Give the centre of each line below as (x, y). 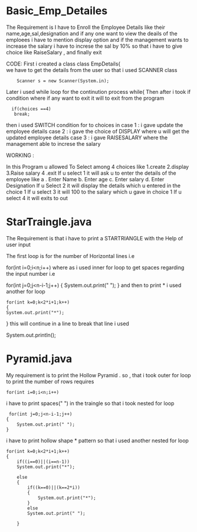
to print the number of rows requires (50, 381)
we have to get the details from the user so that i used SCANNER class (92, 70)
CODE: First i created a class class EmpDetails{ (63, 64)
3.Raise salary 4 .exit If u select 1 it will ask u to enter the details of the (91, 173)
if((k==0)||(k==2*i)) (54, 487)
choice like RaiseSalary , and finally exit (54, 52)
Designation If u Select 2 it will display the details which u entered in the (93, 185)
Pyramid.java (39, 359)
